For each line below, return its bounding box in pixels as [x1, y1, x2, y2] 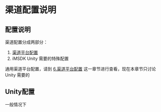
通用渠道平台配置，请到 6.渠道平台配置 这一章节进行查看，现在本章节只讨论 [5, 66, 157, 72]
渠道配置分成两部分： [5, 39, 48, 45]
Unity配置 [5, 88, 35, 96]
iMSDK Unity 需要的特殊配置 [12, 56, 69, 61]
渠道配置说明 [5, 4, 57, 16]
